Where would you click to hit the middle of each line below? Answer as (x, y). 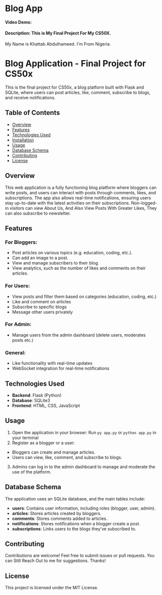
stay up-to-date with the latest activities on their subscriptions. (68, 203)
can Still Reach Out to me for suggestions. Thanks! (56, 561)
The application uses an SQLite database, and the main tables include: (75, 499)
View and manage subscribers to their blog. (55, 263)
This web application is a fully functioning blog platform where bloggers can (81, 188)
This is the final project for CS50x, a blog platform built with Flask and (74, 87)
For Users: (17, 286)
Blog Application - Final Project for (75, 64)
